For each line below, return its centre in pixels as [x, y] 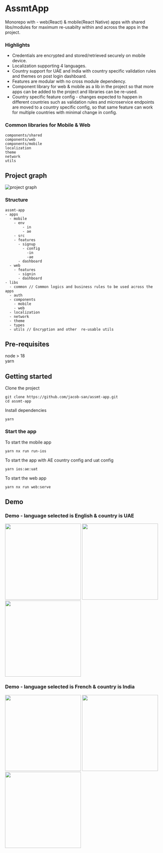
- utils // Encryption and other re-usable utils [62, 329]
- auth [16, 295]
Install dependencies [26, 410]
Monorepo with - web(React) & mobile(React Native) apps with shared [75, 22]
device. [19, 61]
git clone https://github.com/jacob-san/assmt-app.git [62, 397]
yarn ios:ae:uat [21, 469]
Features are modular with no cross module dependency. [69, 81]
